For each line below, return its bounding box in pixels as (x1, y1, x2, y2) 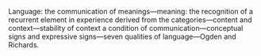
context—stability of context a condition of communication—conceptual (8, 24, 244, 32)
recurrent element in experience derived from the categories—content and (8, 15, 252, 24)
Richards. (8, 40, 40, 50)
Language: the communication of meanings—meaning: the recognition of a (8, 7, 254, 16)
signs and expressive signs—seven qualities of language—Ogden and (8, 32, 236, 41)
